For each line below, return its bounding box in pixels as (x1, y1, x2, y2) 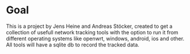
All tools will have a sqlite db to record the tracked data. (6, 41, 140, 48)
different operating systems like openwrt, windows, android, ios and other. (6, 35, 185, 42)
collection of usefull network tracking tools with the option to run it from (6, 28, 179, 35)
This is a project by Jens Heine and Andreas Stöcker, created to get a (6, 23, 173, 30)
